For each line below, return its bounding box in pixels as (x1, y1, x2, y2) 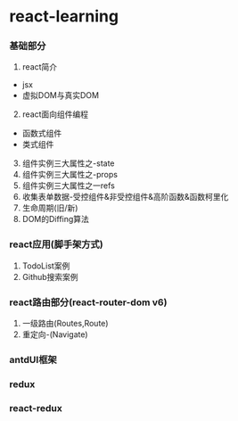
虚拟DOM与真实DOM (21, 90, 100, 101)
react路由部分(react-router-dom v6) (9, 296, 168, 309)
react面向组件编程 (21, 109, 89, 120)
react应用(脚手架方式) (9, 238, 104, 251)
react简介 (21, 62, 58, 72)
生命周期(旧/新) (21, 202, 78, 213)
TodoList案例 (21, 260, 70, 271)
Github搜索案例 (21, 271, 78, 282)
